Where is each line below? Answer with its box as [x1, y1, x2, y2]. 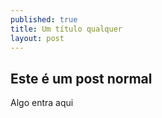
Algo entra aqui [10, 97, 74, 109]
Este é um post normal [10, 70, 153, 87]
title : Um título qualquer [10, 24, 123, 34]
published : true [10, 14, 78, 25]
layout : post [10, 33, 65, 43]
